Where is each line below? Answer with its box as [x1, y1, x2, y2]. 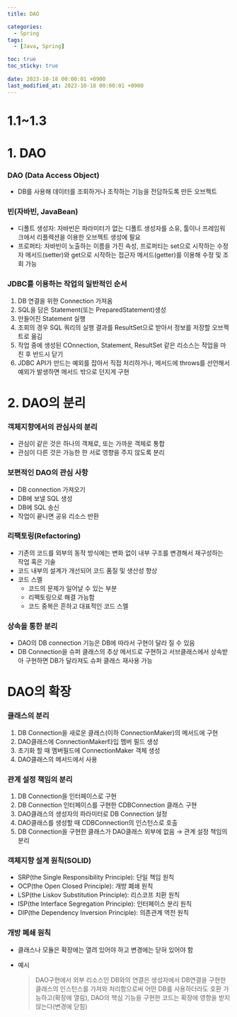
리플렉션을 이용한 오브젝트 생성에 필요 [36, 233, 141, 242]
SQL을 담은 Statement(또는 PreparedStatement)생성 [17, 305, 166, 314]
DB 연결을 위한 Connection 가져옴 [17, 296, 113, 305]
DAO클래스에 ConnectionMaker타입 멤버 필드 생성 [17, 737, 158, 746]
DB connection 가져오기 [17, 485, 86, 493]
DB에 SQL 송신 [17, 502, 60, 511]
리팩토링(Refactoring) [7, 531, 81, 541]
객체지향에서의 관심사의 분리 [7, 422, 98, 432]
